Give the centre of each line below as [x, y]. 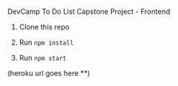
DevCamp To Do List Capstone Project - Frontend [89, 12]
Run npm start [43, 58]
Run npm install [46, 42]
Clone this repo [44, 27]
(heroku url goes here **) [49, 73]
